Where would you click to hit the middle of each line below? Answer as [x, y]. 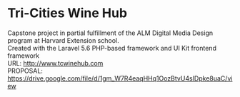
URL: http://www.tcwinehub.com [55, 63]
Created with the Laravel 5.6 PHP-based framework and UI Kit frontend [112, 48]
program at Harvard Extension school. [63, 40]
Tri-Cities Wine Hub [67, 13]
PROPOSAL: [25, 71]
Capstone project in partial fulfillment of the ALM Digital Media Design [110, 33]
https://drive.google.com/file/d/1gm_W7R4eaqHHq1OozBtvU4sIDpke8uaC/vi [120, 78]
